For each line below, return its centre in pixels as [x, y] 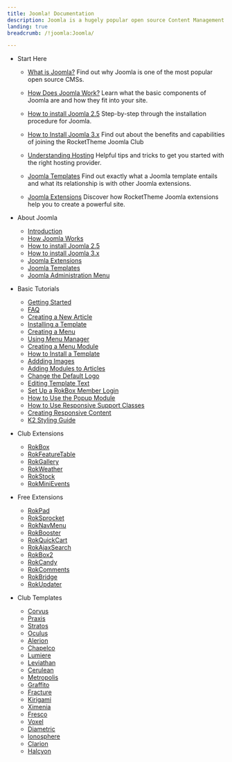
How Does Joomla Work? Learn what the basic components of [117, 93]
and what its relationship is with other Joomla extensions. [109, 184]
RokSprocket [46, 518]
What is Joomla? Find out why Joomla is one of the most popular [120, 72]
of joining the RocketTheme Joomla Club [86, 142]
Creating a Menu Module [63, 347]
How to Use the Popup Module [71, 398]
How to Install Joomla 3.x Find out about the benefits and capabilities [126, 135]
